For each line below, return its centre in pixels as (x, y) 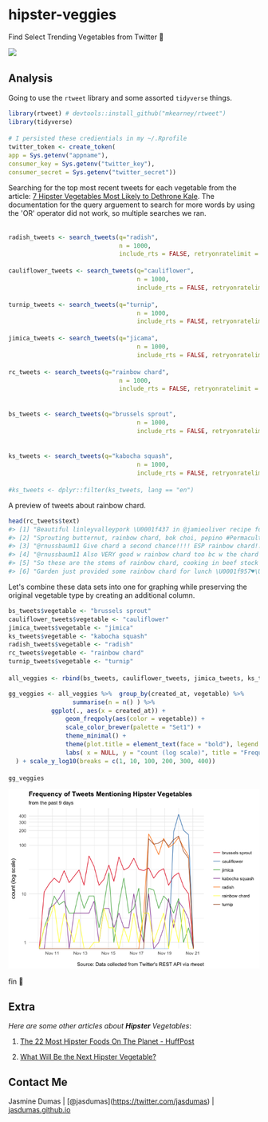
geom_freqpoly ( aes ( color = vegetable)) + (135, 719)
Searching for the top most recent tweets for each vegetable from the (122, 187)
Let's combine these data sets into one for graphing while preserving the (128, 587)
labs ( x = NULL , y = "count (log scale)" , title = (151, 753)
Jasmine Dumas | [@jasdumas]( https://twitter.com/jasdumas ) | (111, 1101)
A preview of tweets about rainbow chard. (77, 505)
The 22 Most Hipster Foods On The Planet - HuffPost (107, 1041)
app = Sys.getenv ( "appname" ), (59, 156)
